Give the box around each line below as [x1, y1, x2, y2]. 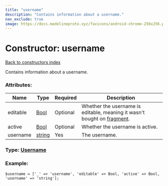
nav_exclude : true [5, 16, 43, 21]
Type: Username [5, 146, 46, 153]
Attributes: [5, 81, 32, 88]
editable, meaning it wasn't [81, 109, 145, 116]
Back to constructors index [5, 59, 61, 65]
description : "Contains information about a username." [5, 12, 124, 17]
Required [54, 94, 77, 101]
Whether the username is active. [81, 123, 158, 130]
